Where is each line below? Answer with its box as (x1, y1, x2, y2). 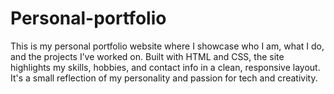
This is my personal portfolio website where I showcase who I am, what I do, (10, 40, 325, 52)
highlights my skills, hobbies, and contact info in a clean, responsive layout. (10, 61, 321, 73)
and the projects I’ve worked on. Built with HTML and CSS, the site (10, 50, 285, 62)
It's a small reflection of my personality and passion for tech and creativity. (10, 72, 318, 84)
